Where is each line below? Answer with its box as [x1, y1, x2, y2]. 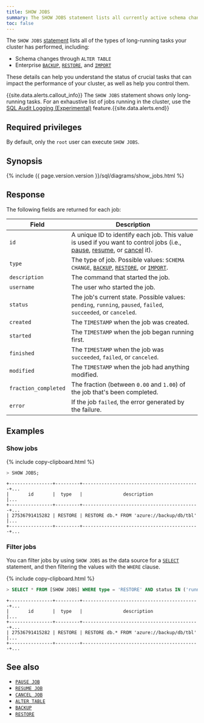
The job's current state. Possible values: [71, 292, 186, 301]
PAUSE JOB [15, 679, 41, 685]
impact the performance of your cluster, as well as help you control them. [6, 80, 190, 87]
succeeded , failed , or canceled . [71, 353, 159, 361]
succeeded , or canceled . [71, 308, 137, 316]
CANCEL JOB [15, 692, 43, 698]
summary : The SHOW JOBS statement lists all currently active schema [6, 15, 186, 21]
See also [6, 662, 39, 672]
